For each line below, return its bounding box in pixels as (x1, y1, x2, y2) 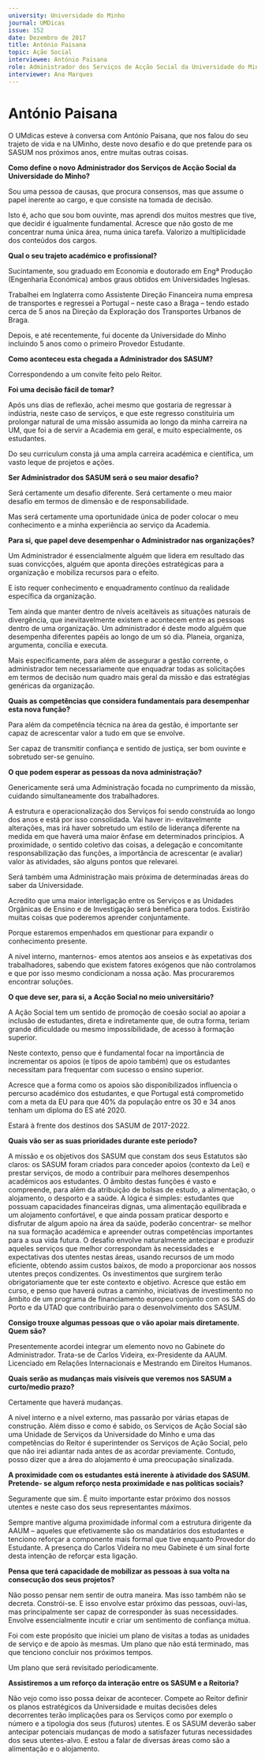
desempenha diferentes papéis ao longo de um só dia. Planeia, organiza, (8, 632, 244, 641)
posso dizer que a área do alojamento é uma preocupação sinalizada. (8, 1454, 234, 1464)
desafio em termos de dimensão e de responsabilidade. (8, 496, 189, 506)
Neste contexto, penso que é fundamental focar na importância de (8, 1048, 225, 1057)
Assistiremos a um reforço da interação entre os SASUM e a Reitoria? (8, 1678, 239, 1687)
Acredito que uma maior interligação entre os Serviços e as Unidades (8, 895, 234, 905)
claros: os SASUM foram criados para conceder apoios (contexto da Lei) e (8, 1159, 250, 1169)
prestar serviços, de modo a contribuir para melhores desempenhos (8, 1168, 230, 1177)
